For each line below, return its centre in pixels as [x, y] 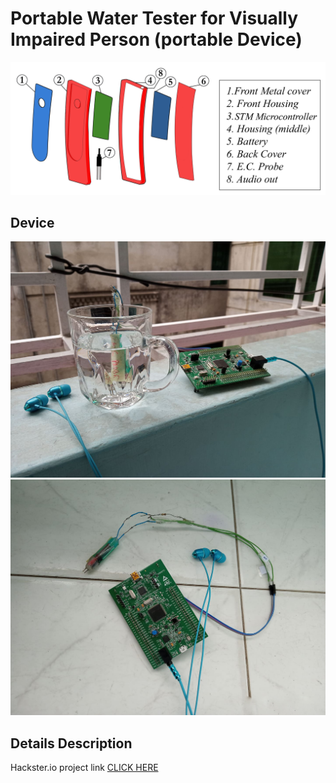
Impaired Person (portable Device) [156, 39]
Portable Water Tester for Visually [154, 18]
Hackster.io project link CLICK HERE [84, 768]
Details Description [71, 743]
